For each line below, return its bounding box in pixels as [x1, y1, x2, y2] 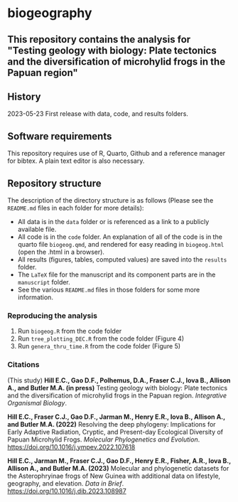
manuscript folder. [17, 278, 71, 287]
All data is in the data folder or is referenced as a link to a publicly [17, 218, 210, 226]
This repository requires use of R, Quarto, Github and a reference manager [7, 149, 226, 158]
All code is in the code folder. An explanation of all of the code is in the [17, 233, 222, 241]
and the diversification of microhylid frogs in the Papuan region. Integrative [7, 391, 227, 400]
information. [17, 293, 53, 301]
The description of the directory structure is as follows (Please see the [7, 196, 214, 205]
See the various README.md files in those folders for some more [17, 286, 200, 294]
